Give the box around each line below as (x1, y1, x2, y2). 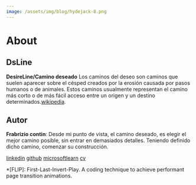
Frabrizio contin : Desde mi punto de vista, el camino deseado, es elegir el (6, 131, 187, 138)
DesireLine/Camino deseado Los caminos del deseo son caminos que (6, 73, 178, 80)
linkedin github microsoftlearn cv (6, 154, 86, 162)
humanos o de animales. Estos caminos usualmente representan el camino (6, 85, 188, 92)
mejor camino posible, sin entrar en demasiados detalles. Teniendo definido (6, 137, 191, 144)
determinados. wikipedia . (6, 98, 66, 105)
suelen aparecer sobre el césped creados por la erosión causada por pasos (6, 79, 191, 86)
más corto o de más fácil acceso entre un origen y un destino (6, 92, 155, 99)
